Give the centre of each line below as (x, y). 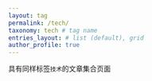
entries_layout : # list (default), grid (76, 38)
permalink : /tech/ (39, 23)
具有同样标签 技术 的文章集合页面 (60, 69)
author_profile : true (44, 45)
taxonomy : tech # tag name (53, 30)
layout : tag (28, 15)
